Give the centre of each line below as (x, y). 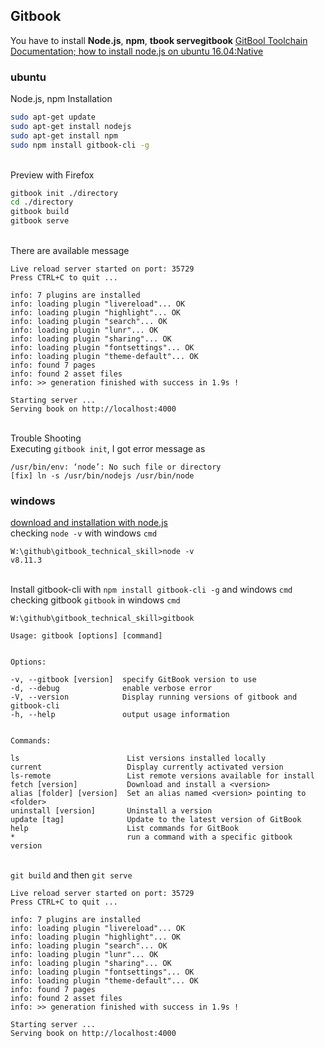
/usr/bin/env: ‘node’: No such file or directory (116, 467)
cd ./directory (42, 202)
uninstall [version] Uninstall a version (111, 811)
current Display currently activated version (147, 767)
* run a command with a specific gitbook (151, 837)
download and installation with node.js (89, 523)
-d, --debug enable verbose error (111, 689)
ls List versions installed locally (138, 759)
